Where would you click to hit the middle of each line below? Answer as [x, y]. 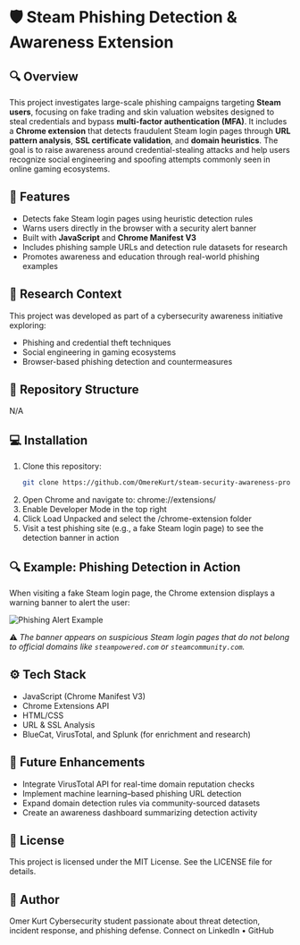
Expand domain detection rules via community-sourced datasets [141, 803]
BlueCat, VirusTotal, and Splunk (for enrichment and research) [137, 734]
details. [23, 872]
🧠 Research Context [66, 295]
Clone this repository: [62, 467]
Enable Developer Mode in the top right [94, 510]
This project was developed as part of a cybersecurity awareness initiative [146, 316]
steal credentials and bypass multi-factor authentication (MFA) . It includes [148, 121]
